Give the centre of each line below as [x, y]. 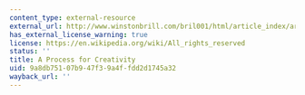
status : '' [30, 52]
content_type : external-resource [73, 18]
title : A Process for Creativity [73, 60]
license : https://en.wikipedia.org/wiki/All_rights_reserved [128, 43]
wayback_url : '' [40, 77]
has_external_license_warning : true [79, 34]
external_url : [36, 26]
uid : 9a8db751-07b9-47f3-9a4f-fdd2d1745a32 [93, 69]
